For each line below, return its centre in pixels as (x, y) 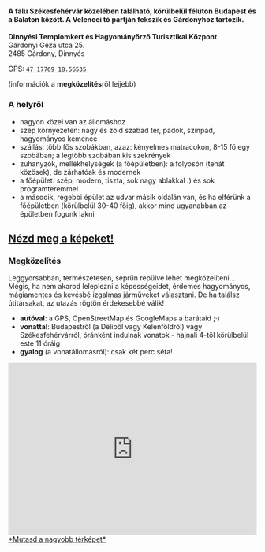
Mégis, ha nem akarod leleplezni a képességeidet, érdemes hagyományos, (129, 287)
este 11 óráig (40, 343)
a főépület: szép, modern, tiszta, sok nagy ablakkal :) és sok (117, 180)
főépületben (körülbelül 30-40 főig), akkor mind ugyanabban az (123, 206)
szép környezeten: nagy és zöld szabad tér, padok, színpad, (117, 130)
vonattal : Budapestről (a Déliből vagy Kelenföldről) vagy (111, 327)
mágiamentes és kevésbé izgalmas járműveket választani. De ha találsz (124, 295)
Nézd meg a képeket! (61, 238)
